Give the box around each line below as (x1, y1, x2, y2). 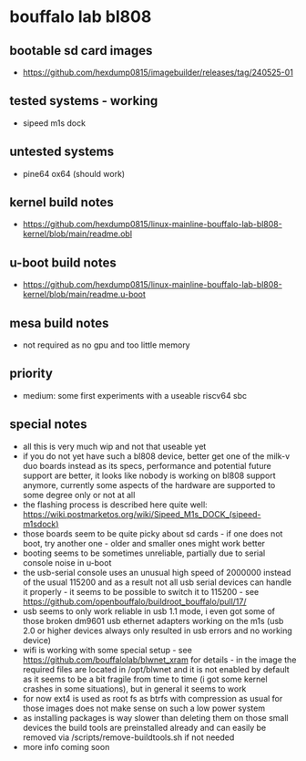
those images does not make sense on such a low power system (22, 703, 266, 714)
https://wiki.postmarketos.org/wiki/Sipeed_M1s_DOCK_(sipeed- (22, 508, 261, 519)
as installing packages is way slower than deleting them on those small (22, 712, 289, 723)
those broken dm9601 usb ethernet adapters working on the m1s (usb (22, 615, 284, 626)
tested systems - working (9, 93, 158, 109)
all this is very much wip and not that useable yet (22, 441, 207, 452)
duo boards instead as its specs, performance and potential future (22, 460, 271, 471)
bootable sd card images (9, 43, 153, 58)
